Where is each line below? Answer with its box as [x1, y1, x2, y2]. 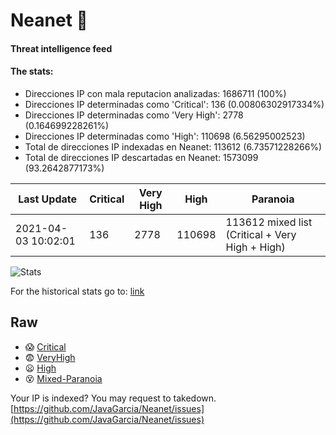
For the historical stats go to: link [10, 285, 145, 297]
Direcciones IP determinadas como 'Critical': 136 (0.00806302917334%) [24, 98, 325, 110]
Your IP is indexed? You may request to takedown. [10, 392, 217, 404]
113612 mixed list [225, 215, 313, 229]
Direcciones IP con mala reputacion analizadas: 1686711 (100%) [24, 87, 287, 99]
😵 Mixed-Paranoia [24, 372, 103, 384]
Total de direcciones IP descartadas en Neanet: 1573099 [24, 151, 259, 163]
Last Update [18, 192, 78, 206]
